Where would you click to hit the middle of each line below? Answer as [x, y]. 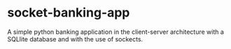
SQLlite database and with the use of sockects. [75, 39]
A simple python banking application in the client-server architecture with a [115, 32]
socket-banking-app [69, 13]
